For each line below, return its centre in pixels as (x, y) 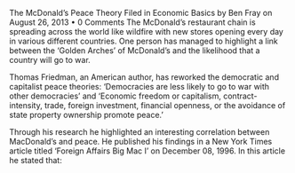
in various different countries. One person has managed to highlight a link (144, 41)
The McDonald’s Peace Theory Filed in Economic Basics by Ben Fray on (141, 13)
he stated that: (36, 160)
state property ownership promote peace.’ (87, 115)
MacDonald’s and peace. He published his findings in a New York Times (141, 142)
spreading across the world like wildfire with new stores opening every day (147, 31)
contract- (240, 96)
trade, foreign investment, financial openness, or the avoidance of (165, 105)
